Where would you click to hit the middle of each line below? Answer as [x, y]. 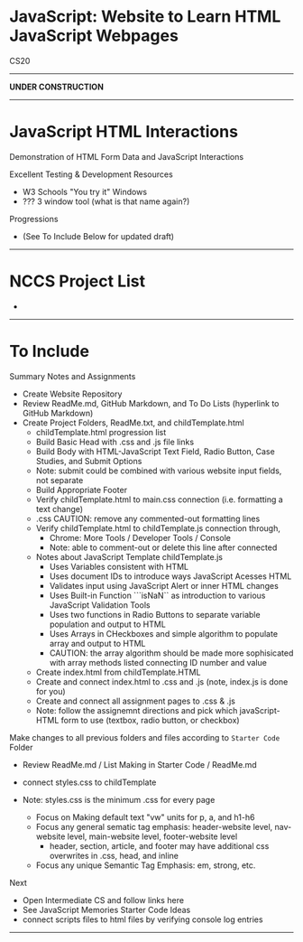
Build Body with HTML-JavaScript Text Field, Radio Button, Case [155, 451]
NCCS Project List [78, 281]
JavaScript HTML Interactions [124, 132]
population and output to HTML [108, 624]
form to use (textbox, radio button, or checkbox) [151, 720]
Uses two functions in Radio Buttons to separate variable [155, 614]
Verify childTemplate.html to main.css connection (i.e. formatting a [160, 499]
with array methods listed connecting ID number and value [158, 662]
